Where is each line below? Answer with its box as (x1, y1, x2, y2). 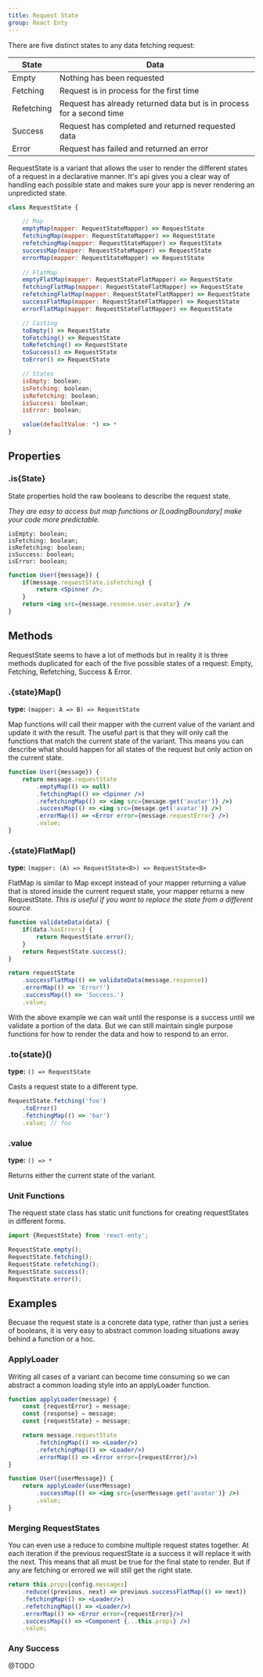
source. (8, 903, 33, 913)
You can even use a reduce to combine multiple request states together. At (8, 1540, 249, 1550)
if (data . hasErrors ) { (22, 926, 92, 934)
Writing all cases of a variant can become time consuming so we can (8, 1371, 230, 1381)
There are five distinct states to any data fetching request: (8, 40, 196, 49)
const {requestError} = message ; (22, 1403, 131, 1411)
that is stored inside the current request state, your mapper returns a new (8, 887, 245, 896)
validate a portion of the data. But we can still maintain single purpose (8, 1020, 233, 1030)
